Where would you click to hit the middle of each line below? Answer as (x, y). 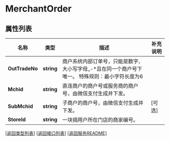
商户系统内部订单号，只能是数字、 (103, 61)
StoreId (17, 120)
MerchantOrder (38, 9)
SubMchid (20, 106)
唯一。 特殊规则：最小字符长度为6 (103, 76)
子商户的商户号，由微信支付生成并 (103, 103)
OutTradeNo (23, 68)
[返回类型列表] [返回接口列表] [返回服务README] (56, 133)
